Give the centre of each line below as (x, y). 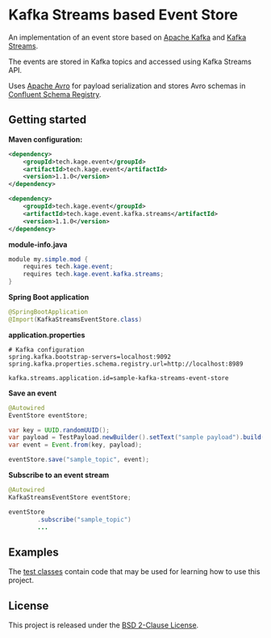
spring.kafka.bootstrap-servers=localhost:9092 (90, 357)
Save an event (33, 393)
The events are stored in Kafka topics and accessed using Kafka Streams (130, 61)
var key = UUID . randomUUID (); (59, 430)
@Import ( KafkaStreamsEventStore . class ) (75, 319)
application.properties (47, 335)
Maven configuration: (46, 139)
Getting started (48, 120)
